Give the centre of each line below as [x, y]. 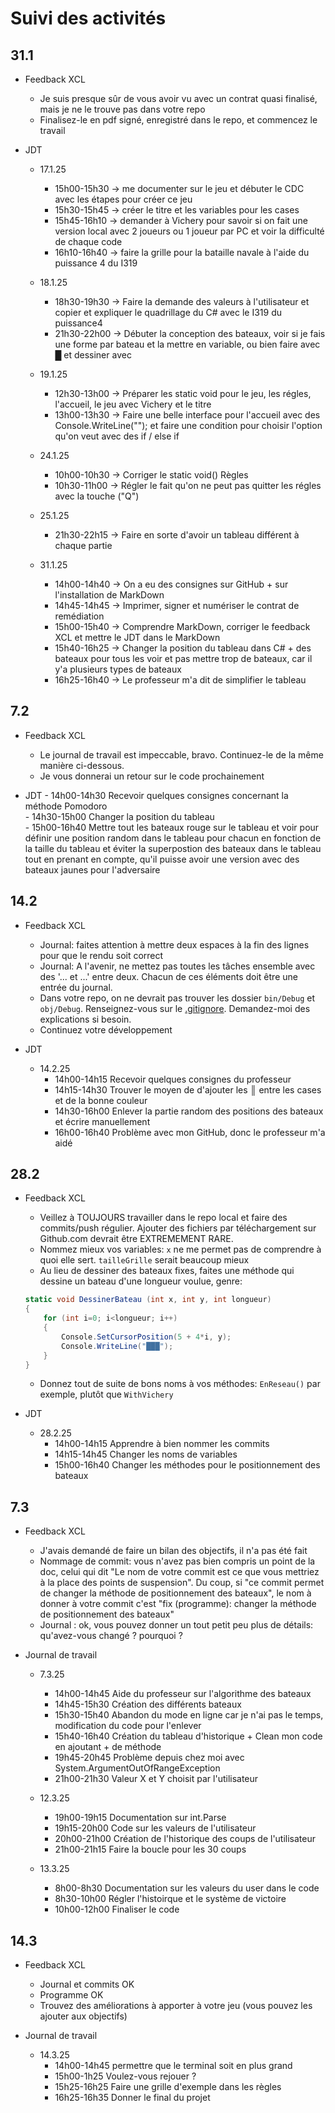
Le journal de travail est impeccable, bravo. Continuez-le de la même [181, 754]
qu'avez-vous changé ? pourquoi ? [111, 1636]
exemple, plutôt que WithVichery [106, 1394]
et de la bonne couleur [101, 1100]
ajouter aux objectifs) [83, 2016]
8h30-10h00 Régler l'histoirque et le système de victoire [170, 1899]
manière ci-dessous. [82, 765]
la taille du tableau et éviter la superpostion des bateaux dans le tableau [173, 848]
